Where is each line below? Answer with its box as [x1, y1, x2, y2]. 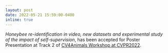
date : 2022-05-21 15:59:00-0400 [5, 12, 74, 17]
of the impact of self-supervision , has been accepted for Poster [5, 37, 140, 43]
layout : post [5, 7, 33, 13]
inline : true [5, 17, 33, 22]
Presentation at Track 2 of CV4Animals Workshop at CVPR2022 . [5, 42, 141, 48]
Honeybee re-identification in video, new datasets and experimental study [5, 31, 163, 38]
